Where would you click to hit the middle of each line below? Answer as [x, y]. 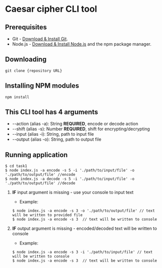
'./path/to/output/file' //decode [40, 183]
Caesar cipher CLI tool [51, 9]
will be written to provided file [47, 215]
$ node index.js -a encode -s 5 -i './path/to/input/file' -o [70, 171]
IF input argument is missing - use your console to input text [73, 193]
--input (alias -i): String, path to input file [53, 134]
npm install [17, 97]
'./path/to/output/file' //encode [40, 175]
